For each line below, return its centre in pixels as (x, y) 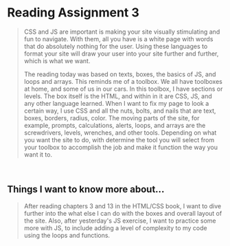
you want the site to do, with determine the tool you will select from (119, 139)
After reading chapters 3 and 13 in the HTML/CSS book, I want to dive (123, 206)
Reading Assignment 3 (73, 13)
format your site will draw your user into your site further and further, (121, 54)
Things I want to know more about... (86, 189)
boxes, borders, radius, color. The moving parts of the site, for (112, 118)
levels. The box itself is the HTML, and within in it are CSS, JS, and (118, 96)
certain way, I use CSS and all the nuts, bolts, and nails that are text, (120, 111)
